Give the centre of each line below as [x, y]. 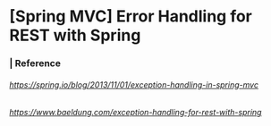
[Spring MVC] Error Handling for [131, 17]
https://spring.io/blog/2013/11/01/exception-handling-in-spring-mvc [134, 84]
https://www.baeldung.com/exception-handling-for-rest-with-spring [135, 113]
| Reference [35, 63]
